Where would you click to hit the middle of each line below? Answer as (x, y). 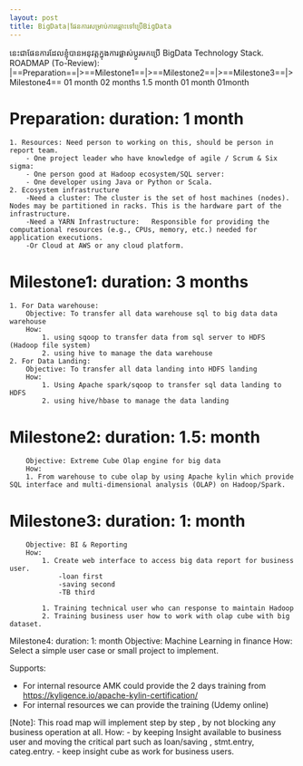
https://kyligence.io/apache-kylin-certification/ (110, 695)
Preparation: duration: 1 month (127, 118)
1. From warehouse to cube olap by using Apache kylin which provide (160, 477)
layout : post (34, 18)
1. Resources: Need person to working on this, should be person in (142, 143)
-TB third (76, 593)
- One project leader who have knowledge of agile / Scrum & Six (152, 159)
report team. (34, 150)
